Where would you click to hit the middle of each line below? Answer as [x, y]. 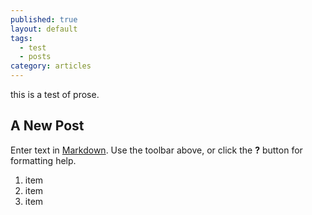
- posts [35, 57]
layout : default [44, 29]
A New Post [47, 126]
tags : [21, 38]
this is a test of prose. [55, 94]
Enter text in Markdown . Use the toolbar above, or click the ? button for [156, 150]
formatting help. [43, 160]
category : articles [51, 66]
